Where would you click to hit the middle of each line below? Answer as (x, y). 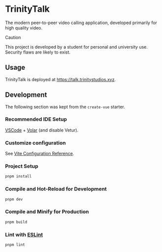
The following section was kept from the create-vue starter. (65, 107)
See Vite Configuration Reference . (40, 154)
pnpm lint (15, 245)
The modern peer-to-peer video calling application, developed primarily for (81, 23)
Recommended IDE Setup (36, 119)
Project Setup (22, 167)
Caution (13, 37)
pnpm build (16, 222)
